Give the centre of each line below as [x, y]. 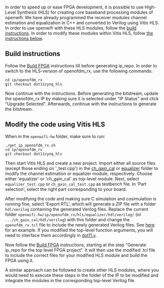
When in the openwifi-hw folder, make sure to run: [55, 136]
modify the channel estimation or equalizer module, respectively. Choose [79, 173]
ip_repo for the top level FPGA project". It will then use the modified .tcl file [80, 250]
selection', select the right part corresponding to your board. [66, 189]
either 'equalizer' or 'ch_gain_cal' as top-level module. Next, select [72, 178]
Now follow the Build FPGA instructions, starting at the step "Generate [76, 245]
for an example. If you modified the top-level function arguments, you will [79, 230]
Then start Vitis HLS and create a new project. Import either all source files [80, 163]
